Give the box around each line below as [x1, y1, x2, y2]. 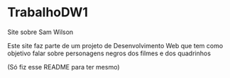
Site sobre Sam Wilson [7, 28, 74, 36]
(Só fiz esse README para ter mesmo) [7, 62, 120, 71]
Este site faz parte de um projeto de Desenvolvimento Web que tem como [7, 41, 224, 50]
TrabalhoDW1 [7, 4, 89, 21]
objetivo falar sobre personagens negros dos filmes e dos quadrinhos [7, 49, 212, 57]
